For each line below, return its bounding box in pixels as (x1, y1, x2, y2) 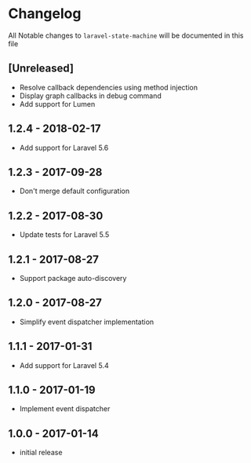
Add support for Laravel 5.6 (19, 143, 109, 152)
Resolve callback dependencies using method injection (19, 82, 198, 92)
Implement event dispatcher (19, 404, 111, 414)
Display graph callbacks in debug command (19, 91, 162, 100)
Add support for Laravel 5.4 (19, 360, 109, 370)
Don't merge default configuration (19, 186, 130, 196)
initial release (19, 448, 63, 458)
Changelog (8, 5, 82, 23)
